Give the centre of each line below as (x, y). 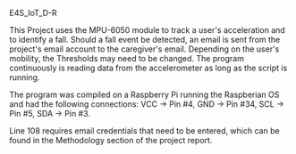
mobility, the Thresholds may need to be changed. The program (127, 58)
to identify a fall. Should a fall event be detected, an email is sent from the (145, 40)
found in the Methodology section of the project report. (111, 140)
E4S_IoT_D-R (34, 13)
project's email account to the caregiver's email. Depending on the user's (144, 49)
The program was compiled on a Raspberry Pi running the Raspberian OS (144, 94)
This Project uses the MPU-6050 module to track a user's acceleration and (148, 30)
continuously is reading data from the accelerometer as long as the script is (148, 68)
